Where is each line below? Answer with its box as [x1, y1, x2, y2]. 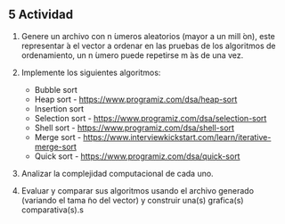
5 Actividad [8, 7, 73, 22]
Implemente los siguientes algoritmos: [20, 67, 161, 78]
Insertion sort [34, 103, 85, 114]
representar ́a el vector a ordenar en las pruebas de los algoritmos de [20, 40, 276, 51]
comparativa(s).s [20, 204, 84, 215]
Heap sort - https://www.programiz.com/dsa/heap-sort [34, 94, 238, 104]
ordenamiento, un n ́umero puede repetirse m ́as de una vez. [20, 49, 244, 61]
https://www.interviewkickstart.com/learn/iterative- [83, 131, 272, 142]
